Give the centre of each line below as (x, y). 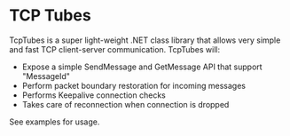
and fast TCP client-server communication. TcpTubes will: (114, 49)
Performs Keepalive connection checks (94, 95)
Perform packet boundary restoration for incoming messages (134, 85)
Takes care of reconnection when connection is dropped (125, 104)
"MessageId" (46, 76)
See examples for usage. (55, 122)
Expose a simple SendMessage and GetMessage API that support (142, 67)
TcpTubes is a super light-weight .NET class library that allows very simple (145, 40)
